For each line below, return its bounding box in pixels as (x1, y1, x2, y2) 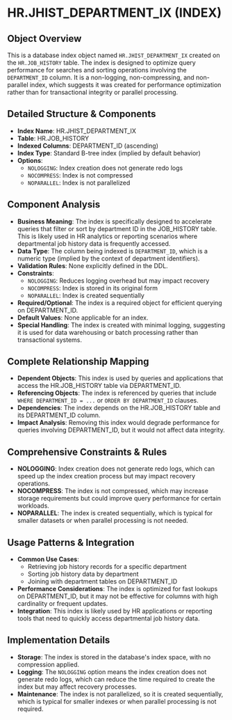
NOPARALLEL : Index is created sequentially (27, 291, 144, 299)
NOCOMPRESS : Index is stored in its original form (27, 283, 158, 292)
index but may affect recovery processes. (17, 682, 137, 691)
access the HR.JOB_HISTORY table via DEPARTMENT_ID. (17, 382, 181, 390)
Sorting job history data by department (27, 570, 139, 579)
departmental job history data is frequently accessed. (17, 239, 171, 248)
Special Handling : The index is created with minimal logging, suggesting (17, 320, 226, 329)
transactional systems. (17, 336, 82, 344)
